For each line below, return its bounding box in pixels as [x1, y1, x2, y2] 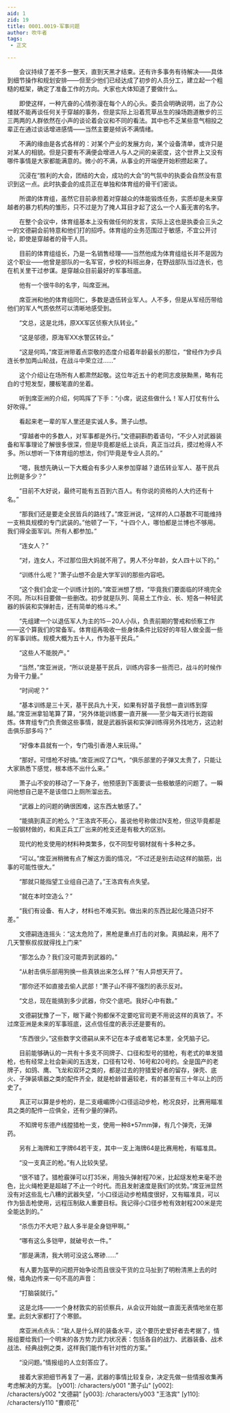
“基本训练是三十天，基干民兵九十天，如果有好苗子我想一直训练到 [18, 701, 202, 709]
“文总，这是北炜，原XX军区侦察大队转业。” [18, 319, 138, 326]
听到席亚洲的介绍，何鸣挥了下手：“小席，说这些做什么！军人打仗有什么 [18, 394, 220, 402]
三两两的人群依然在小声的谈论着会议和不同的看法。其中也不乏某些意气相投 [7, 117, 217, 124]
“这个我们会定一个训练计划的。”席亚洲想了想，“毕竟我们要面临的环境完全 [18, 585, 222, 593]
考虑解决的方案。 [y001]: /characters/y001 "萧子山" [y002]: [7, 1381, 174, 1389]
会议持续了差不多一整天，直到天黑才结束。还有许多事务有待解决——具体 [18, 68, 223, 75]
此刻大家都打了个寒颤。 [18, 1312, 86, 1320]
